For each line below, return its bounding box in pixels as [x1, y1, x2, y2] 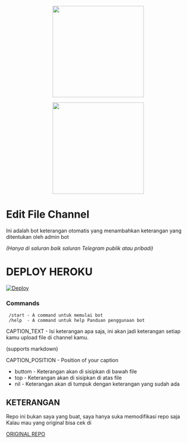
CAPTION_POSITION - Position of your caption [6, 357, 119, 364]
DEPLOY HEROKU [6, 265, 93, 279]
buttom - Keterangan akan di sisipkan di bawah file [14, 368, 137, 375]
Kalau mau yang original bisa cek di [6, 419, 92, 426]
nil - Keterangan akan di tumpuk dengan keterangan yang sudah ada [14, 380, 180, 387]
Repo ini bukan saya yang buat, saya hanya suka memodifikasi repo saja [6, 413, 180, 420]
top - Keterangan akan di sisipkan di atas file [14, 375, 122, 382]
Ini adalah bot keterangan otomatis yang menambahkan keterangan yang [6, 227, 182, 234]
